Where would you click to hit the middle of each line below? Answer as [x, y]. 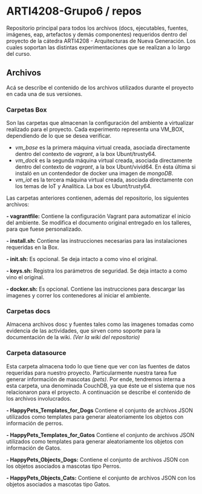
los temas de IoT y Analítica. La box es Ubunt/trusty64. [83, 186]
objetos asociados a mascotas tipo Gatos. [58, 484]
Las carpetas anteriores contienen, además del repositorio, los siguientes [98, 198]
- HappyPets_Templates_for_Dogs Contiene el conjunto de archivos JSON [100, 410]
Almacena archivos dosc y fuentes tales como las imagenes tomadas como [100, 324]
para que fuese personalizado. [44, 229]
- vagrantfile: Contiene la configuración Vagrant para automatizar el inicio [99, 216]
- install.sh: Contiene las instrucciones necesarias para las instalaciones [97, 241]
